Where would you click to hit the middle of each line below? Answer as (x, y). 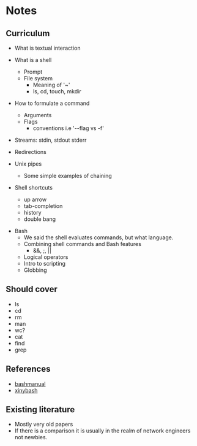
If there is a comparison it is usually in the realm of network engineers (102, 431)
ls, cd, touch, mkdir (57, 91)
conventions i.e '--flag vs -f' (69, 128)
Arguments (38, 115)
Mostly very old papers (44, 425)
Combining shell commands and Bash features (83, 244)
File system (38, 78)
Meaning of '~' (51, 85)
